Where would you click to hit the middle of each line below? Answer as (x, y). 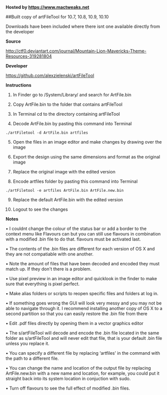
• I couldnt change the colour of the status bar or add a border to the (76, 229)
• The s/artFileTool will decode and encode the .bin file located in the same (83, 333)
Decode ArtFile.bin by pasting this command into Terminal (72, 123)
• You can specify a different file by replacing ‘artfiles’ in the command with (83, 353)
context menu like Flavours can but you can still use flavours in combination (83, 234)
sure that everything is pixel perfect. (43, 284)
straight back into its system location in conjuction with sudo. (68, 379)
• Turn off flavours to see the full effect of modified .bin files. (68, 388)
